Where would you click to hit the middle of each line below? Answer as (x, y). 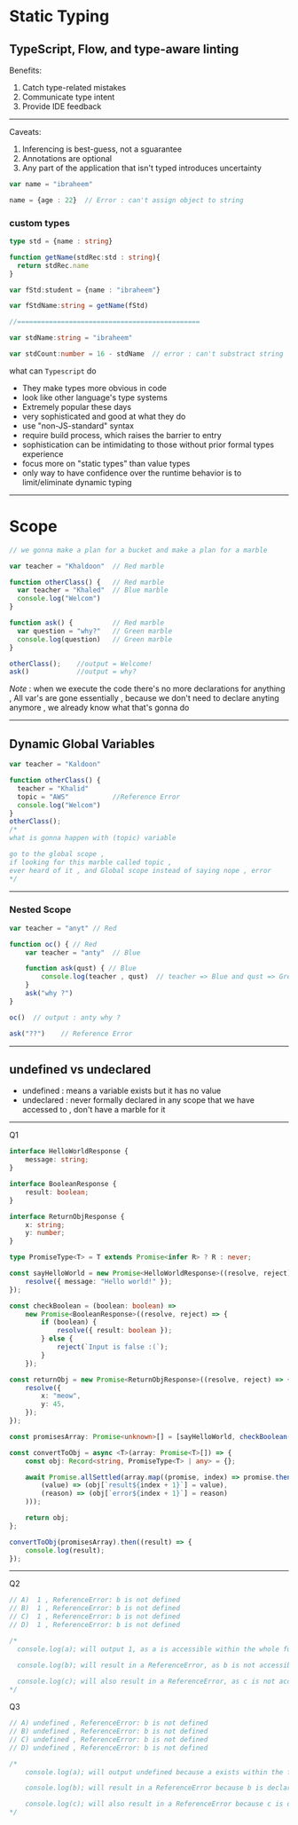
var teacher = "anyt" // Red (63, 928)
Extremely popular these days (76, 406)
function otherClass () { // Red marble (87, 582)
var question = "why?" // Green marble (95, 631)
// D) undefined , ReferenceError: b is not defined (109, 1748)
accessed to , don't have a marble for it (94, 1110)
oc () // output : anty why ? (65, 1018)
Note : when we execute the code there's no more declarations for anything (147, 688)
